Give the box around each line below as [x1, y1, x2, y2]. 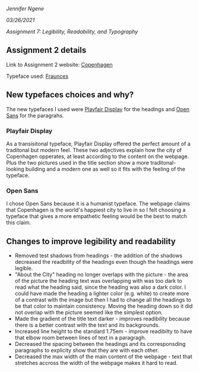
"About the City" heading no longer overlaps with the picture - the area [14, 271, 188, 278]
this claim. [6, 219, 31, 226]
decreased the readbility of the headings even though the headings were [14, 258, 194, 266]
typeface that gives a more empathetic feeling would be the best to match [6, 213, 187, 220]
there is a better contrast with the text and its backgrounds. [14, 321, 160, 329]
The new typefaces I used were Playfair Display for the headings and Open [6, 105, 190, 112]
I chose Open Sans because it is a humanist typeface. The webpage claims [6, 200, 190, 207]
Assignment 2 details [6, 45, 87, 55]
